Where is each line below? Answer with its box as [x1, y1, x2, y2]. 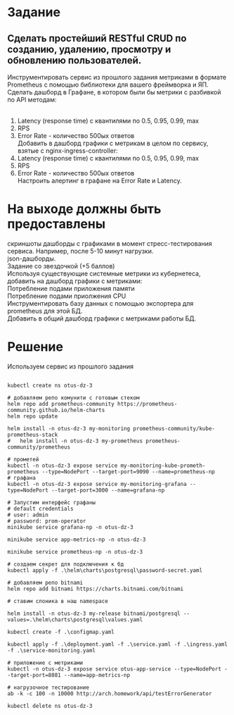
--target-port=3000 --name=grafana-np [51, 487, 165, 494]
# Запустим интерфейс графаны [7, 499, 96, 506]
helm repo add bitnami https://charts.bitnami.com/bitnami [7, 585, 184, 592]
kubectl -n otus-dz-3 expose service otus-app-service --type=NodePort [7, 665, 221, 673]
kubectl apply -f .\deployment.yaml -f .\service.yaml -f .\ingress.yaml [7, 640, 228, 648]
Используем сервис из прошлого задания [7, 362, 134, 371]
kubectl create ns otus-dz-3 [7, 382, 93, 389]
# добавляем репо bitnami [7, 579, 83, 586]
